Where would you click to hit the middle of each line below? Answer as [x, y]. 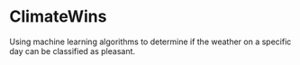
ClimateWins [58, 17]
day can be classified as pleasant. [73, 51]
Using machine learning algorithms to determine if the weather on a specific [150, 42]
